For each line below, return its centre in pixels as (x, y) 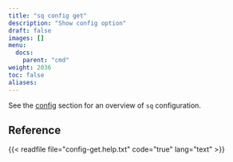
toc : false (26, 75)
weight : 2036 (30, 68)
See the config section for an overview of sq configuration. (105, 105)
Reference (35, 130)
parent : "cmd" (46, 61)
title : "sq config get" (48, 16)
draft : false (30, 30)
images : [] (26, 38)
